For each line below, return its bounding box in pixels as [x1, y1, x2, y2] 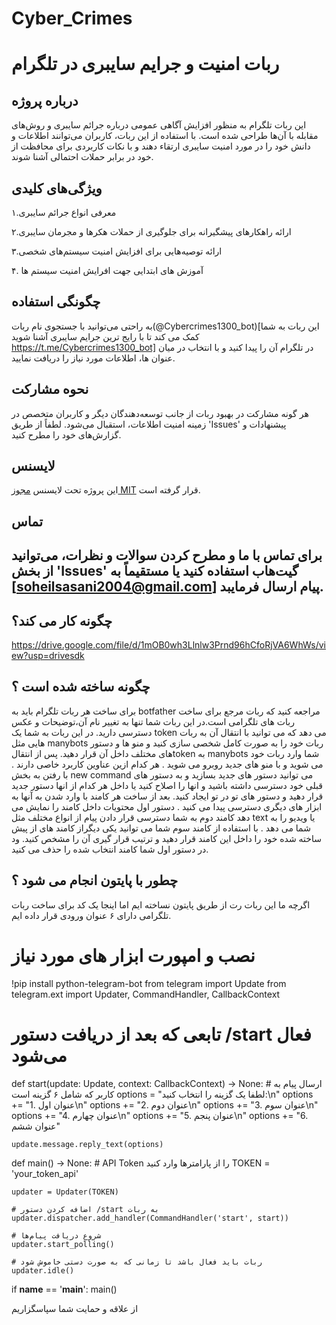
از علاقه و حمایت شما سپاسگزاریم [11, 1302, 139, 1314]
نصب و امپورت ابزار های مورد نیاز [11, 944, 256, 967]
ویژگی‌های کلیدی [11, 180, 103, 197]
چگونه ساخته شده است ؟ [11, 678, 151, 696]
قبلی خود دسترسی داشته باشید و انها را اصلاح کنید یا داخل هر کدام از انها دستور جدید [11, 779, 323, 791]
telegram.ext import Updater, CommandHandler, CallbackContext [11, 988, 281, 1000]
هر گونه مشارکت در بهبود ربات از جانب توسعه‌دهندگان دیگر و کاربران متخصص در [11, 407, 309, 419]
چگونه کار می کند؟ [11, 612, 113, 629]
